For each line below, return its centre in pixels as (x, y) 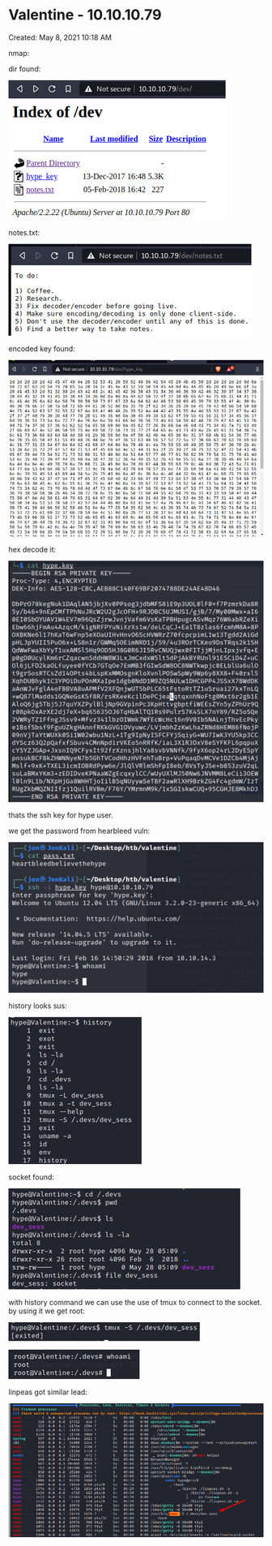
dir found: (25, 69)
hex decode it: (32, 550)
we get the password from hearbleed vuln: (79, 831)
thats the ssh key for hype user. (61, 815)
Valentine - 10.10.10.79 (85, 15)
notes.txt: (24, 232)
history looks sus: (38, 1006)
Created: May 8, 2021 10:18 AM (60, 37)
